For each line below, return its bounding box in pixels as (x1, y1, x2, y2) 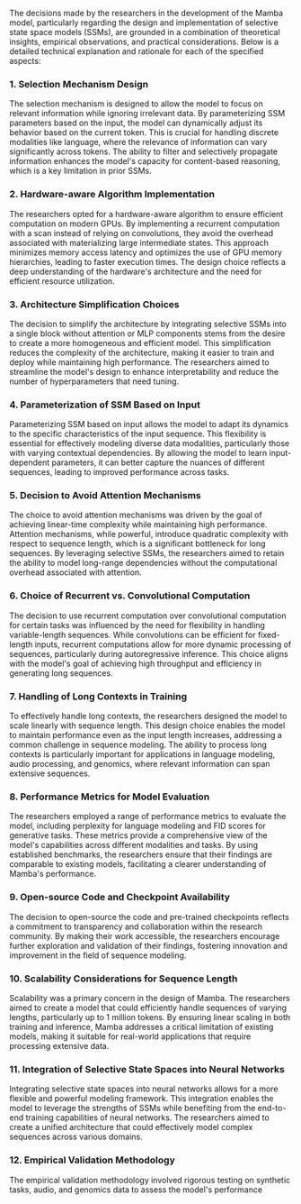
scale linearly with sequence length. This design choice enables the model (9, 720, 286, 731)
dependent (9, 457, 50, 468)
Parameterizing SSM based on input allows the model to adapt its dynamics (9, 419, 289, 430)
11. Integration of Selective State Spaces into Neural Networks (9, 1063, 285, 1075)
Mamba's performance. (9, 869, 97, 880)
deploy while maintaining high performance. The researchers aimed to (9, 356, 270, 368)
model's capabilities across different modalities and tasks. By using (9, 840, 259, 851)
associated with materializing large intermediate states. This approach (9, 237, 270, 248)
